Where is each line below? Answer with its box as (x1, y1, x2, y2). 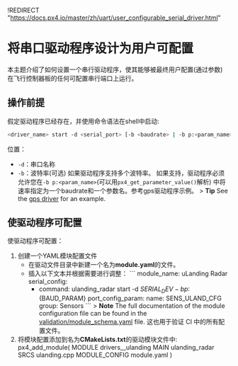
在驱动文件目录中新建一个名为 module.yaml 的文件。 (28, 261, 180, 269)
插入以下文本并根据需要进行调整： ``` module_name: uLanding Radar (28, 269, 228, 278)
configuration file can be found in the (38, 309, 147, 318)
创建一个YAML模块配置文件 (17, 251, 98, 261)
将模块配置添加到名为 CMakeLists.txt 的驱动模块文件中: (17, 336, 178, 344)
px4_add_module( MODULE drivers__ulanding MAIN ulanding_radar (17, 343, 215, 352)
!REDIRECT (7, 6, 40, 14)
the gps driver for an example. (17, 194, 106, 202)
